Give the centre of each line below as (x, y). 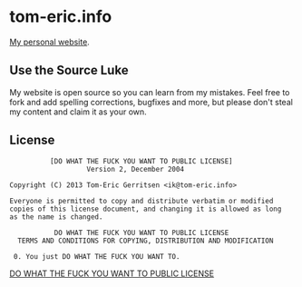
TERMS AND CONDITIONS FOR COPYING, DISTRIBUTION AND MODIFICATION (146, 241)
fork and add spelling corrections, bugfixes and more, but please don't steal (151, 102)
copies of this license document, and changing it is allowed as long (146, 209)
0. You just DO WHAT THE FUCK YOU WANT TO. (97, 256)
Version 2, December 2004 (135, 169)
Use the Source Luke (69, 70)
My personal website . (50, 42)
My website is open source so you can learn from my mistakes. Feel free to (150, 92)
